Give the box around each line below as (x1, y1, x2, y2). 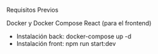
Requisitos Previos (6, 6, 59, 14)
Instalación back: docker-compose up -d (16, 32, 131, 40)
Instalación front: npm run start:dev (16, 40, 116, 47)
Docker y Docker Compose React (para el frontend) (6, 19, 152, 27)
